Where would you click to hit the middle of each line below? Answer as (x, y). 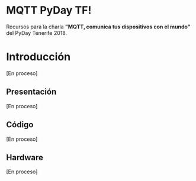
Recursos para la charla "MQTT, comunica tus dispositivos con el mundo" (98, 27)
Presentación (31, 92)
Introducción (38, 57)
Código (20, 125)
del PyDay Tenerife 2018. (37, 33)
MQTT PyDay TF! (49, 10)
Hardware (25, 157)
